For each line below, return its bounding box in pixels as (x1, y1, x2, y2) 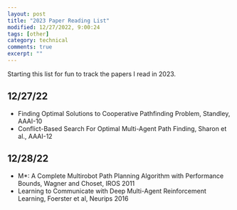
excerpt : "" (7, 51, 43, 58)
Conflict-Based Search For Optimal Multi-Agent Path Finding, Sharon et (17, 124, 227, 132)
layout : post (7, 10, 46, 18)
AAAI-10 (17, 117, 43, 125)
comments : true (7, 43, 53, 51)
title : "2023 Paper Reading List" (7, 17, 110, 24)
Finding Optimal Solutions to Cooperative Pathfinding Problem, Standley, (17, 109, 231, 117)
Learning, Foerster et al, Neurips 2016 (17, 194, 129, 203)
